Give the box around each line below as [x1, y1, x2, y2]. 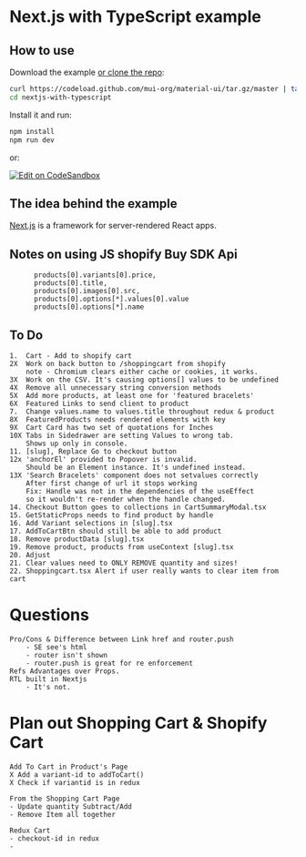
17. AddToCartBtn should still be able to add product [9, 526, 222, 536]
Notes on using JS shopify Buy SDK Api [9, 246, 239, 261]
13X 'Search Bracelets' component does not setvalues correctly [9, 471, 259, 480]
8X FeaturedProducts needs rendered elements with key [9, 414, 226, 424]
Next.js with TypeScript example [9, 6, 261, 27]
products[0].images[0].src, [33, 287, 141, 296]
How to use [9, 43, 75, 58]
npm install [9, 127, 55, 136]
